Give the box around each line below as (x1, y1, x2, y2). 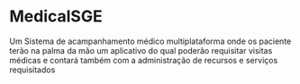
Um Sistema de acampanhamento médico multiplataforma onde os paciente (9, 36, 292, 46)
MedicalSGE (9, 6, 103, 27)
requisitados (9, 64, 56, 75)
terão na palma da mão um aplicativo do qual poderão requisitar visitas (9, 45, 273, 55)
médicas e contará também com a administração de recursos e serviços (9, 55, 278, 65)
